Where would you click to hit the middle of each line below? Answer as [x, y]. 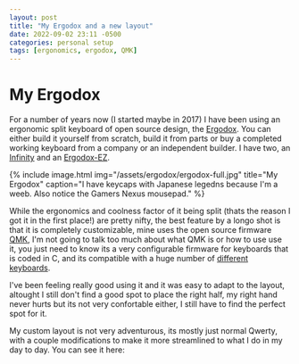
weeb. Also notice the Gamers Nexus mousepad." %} [107, 194]
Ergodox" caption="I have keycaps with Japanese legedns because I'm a [144, 185]
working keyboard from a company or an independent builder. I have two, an [150, 148]
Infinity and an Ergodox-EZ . [59, 158]
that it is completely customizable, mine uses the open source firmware [141, 230]
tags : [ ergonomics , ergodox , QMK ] [74, 51]
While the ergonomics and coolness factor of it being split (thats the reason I [150, 211]
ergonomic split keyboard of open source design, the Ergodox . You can [140, 129]
